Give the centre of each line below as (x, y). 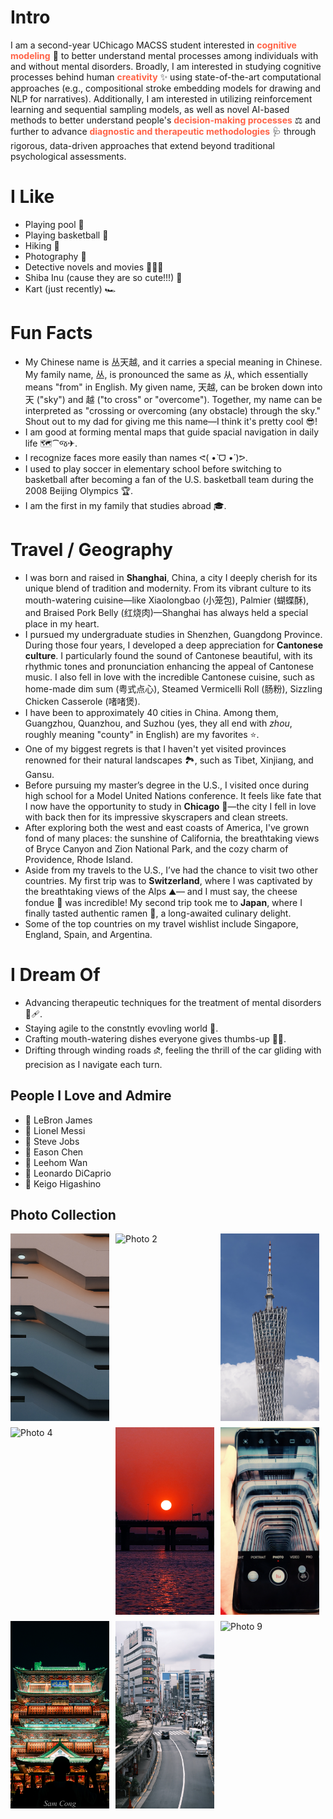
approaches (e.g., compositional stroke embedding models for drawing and (166, 88)
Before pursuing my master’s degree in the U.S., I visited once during (167, 785)
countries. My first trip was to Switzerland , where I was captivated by (168, 880)
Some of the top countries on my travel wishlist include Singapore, (161, 923)
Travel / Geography (91, 550)
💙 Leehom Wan (56, 1162)
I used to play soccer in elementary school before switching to (153, 468)
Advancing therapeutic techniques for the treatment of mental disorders (173, 1002)
